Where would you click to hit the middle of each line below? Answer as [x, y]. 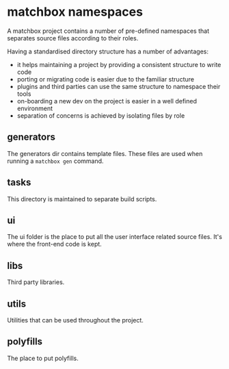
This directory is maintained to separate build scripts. [82, 199]
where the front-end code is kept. [55, 244]
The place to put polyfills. [43, 358]
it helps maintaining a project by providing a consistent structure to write [119, 64]
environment [35, 108]
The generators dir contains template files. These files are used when [105, 153]
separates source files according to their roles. [73, 38]
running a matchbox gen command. [55, 161]
